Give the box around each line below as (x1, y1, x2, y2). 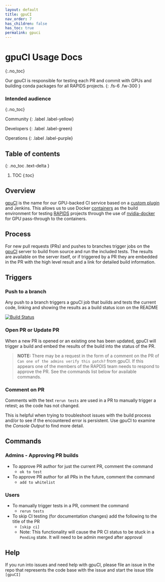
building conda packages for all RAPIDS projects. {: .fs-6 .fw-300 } (5, 83, 140, 89)
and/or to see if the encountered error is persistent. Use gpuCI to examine (5, 417, 156, 423)
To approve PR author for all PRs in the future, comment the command (12, 474, 155, 479)
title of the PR (12, 518, 40, 524)
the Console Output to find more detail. (5, 423, 85, 428)
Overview (5, 187, 36, 195)
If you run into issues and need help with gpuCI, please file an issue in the (5, 562, 155, 568)
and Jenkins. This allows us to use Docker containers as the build (5, 205, 138, 211)
